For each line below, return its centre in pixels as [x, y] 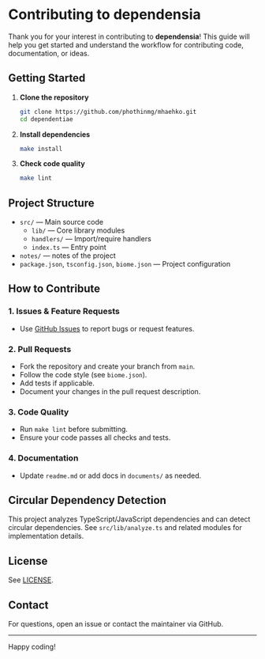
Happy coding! [32, 647]
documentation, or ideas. [49, 53]
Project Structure [51, 203]
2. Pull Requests [40, 349]
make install [41, 149]
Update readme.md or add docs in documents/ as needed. [110, 475]
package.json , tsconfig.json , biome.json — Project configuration [125, 264]
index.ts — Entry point [69, 248]
